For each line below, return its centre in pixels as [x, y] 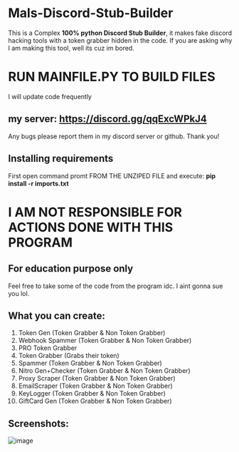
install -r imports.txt [39, 183]
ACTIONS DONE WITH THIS [91, 227]
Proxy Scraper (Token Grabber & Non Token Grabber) [97, 379]
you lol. [19, 293]
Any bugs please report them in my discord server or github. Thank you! [114, 136]
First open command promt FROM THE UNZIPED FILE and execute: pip [112, 175]
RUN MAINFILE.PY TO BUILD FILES [112, 77]
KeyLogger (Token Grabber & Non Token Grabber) [92, 394]
